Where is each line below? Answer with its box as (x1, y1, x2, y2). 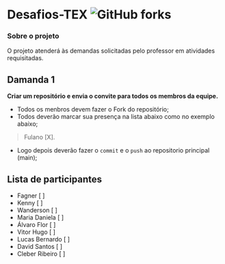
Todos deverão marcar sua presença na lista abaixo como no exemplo (16, 113, 215, 121)
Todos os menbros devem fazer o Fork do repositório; (16, 105, 169, 114)
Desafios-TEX (7, 7, 88, 23)
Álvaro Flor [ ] (16, 221, 56, 229)
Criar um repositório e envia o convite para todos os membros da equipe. (7, 92, 219, 101)
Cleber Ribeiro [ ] (16, 250, 66, 258)
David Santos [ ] (16, 243, 63, 251)
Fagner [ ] (16, 192, 45, 200)
